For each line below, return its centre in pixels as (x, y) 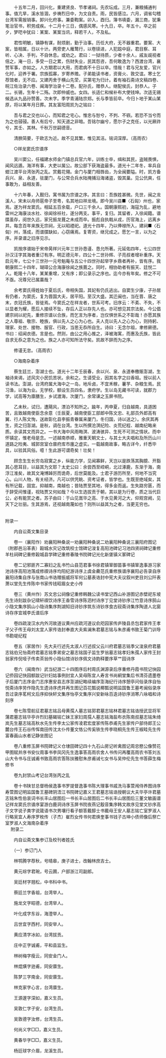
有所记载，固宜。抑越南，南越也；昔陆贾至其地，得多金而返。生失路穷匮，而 (83, 486)
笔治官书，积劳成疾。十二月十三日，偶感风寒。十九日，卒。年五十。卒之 (79, 26)
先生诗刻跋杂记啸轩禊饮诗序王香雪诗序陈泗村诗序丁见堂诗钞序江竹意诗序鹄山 (83, 600)
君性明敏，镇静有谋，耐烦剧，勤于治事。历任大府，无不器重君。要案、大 (87, 43)
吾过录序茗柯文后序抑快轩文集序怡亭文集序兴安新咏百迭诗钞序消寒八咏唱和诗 (83, 694)
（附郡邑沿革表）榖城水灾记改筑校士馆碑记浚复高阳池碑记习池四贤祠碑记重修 (83, 548)
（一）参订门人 (28, 850)
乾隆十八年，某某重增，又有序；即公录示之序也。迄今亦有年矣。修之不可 (87, 273)
